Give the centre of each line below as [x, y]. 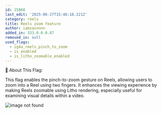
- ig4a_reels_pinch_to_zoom [39, 47]
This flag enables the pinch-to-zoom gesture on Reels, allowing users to [79, 80]
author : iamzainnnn [25, 28]
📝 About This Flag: [24, 70]
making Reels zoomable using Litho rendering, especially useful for [74, 91]
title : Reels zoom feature [33, 24]
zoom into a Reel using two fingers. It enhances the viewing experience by [81, 85]
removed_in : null [23, 38]
